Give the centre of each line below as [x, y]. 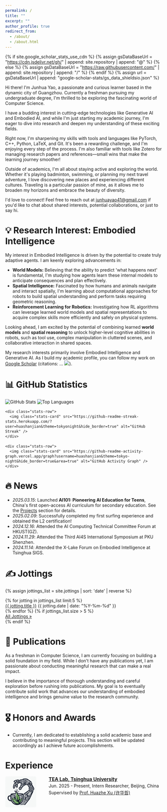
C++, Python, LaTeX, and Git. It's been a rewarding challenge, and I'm [77, 144]
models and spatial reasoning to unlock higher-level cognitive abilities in [80, 332]
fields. [12, 129]
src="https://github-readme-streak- [101, 416]
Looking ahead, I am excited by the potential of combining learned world [80, 327]
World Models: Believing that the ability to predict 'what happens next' [85, 270]
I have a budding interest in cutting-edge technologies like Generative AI [79, 113]
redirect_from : [21, 32]
